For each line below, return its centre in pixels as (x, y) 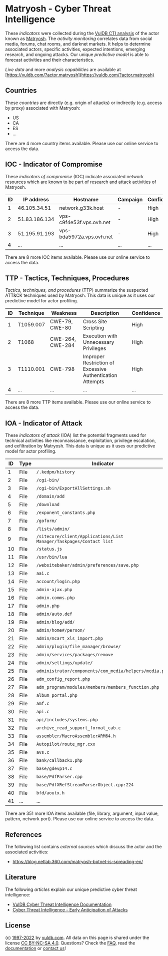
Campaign (130, 199)
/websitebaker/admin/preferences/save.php (87, 565)
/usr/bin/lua (52, 557)
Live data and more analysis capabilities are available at (63, 69)
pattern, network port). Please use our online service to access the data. (80, 819)
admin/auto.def (54, 614)
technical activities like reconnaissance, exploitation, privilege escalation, (80, 440)
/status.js (49, 549)
